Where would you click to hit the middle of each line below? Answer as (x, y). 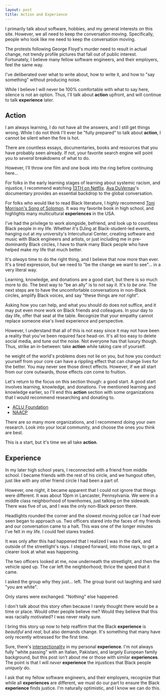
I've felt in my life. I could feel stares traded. (50, 532)
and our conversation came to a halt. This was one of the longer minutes (79, 526)
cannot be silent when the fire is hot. (43, 138)
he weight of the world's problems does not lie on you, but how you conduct (83, 356)
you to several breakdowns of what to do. (48, 158)
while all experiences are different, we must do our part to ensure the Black (83, 683)
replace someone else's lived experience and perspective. (65, 321)
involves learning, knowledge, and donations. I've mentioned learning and (81, 387)
